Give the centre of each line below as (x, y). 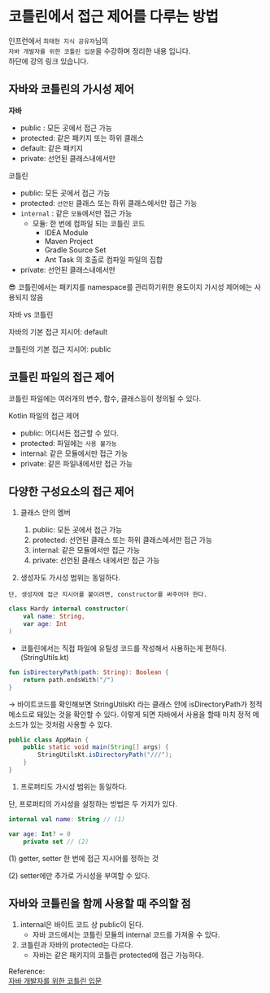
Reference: (27, 971)
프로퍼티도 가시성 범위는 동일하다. (74, 786)
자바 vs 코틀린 (31, 314)
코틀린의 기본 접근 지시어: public (60, 349)
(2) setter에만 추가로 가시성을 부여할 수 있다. (79, 875)
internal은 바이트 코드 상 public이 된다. (82, 925)
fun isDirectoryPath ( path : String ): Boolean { (89, 672)
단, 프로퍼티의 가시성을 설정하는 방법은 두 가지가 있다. (93, 803)
